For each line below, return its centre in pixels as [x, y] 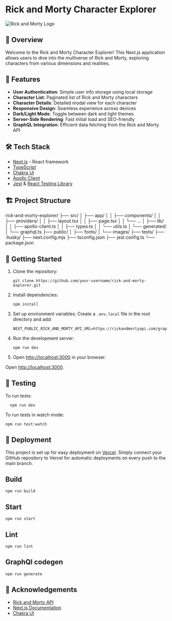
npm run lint [19, 546]
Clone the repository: [35, 271]
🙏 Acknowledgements [41, 590]
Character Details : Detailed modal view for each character [75, 103]
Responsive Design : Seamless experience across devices [74, 108]
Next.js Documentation [37, 608]
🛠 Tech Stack [28, 147]
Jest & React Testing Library [43, 184]
